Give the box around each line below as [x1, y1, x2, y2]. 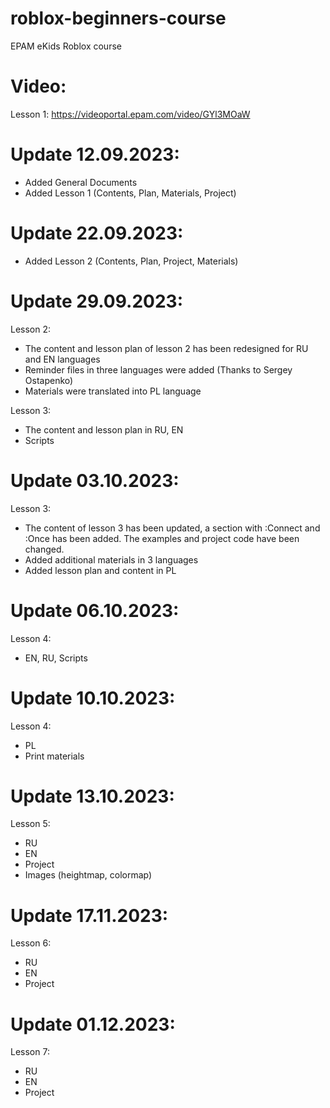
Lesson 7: [10, 1046, 50, 1058]
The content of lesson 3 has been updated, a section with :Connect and [24, 522, 321, 534]
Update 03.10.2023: [10, 469, 180, 492]
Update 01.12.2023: [10, 1013, 176, 1036]
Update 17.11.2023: [10, 904, 169, 927]
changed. [24, 543, 65, 555]
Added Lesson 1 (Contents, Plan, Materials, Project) [24, 187, 237, 199]
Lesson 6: [10, 937, 52, 949]
